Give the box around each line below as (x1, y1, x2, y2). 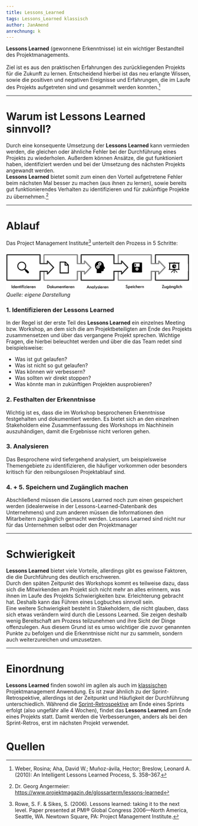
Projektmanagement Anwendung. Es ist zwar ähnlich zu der (6, 688, 151, 695)
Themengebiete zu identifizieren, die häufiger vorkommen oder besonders (6, 462, 187, 469)
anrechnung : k (6, 28, 41, 34)
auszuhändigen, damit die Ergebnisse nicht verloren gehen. (6, 427, 151, 435)
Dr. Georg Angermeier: (14, 782, 70, 789)
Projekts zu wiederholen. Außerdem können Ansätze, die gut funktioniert (6, 154, 183, 162)
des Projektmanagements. (6, 51, 70, 58)
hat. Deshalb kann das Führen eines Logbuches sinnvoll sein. (6, 598, 154, 605)
